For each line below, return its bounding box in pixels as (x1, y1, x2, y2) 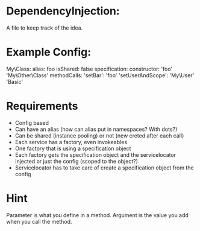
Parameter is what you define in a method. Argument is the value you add (6, 211, 189, 218)
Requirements (6, 100, 78, 113)
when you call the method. (6, 218, 72, 225)
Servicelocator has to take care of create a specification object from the (14, 164, 194, 171)
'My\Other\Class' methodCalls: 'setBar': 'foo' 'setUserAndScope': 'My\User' (6, 71, 195, 79)
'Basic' (6, 78, 23, 85)
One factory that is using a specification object (14, 145, 131, 152)
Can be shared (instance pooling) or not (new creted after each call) (14, 131, 184, 139)
